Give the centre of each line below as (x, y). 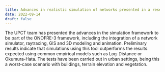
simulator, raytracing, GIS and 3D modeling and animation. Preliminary (76, 43)
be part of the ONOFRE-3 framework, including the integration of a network (82, 38)
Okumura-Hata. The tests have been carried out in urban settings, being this (82, 59)
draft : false (18, 19)
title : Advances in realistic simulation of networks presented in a (78, 10)
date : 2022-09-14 (23, 14)
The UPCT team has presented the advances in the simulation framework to (82, 33)
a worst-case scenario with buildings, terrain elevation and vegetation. (76, 64)
